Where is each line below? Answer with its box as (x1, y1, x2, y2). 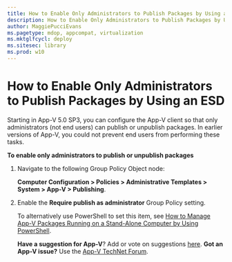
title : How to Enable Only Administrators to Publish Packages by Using (7, 10, 221, 17)
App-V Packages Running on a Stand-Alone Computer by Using (17, 219, 199, 228)
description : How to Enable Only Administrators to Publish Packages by (7, 17, 221, 23)
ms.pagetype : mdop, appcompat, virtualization (7, 29, 144, 37)
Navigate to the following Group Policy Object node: (17, 164, 165, 172)
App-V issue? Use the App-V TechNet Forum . (17, 247, 148, 255)
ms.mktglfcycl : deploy (7, 36, 72, 43)
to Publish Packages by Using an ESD (7, 93, 225, 109)
